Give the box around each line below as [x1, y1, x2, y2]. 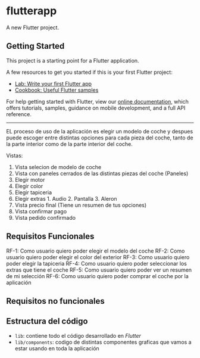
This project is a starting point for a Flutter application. [6, 57, 139, 64]
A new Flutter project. [6, 24, 60, 31]
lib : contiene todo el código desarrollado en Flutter [14, 332, 142, 339]
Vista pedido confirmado [14, 214, 76, 221]
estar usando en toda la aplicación [14, 344, 99, 352]
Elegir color [14, 182, 43, 189]
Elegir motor [14, 176, 45, 183]
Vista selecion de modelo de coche [14, 163, 102, 170]
